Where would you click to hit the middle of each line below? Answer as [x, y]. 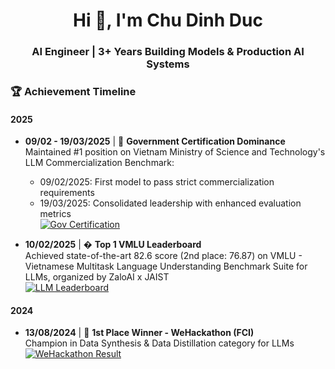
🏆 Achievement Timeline [73, 92]
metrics [55, 214]
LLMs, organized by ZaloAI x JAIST [97, 277]
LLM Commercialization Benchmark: [99, 163]
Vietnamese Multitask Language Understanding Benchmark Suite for [166, 266]
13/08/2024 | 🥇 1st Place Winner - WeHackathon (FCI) [139, 333]
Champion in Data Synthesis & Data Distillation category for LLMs [159, 343]
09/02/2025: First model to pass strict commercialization [157, 182]
